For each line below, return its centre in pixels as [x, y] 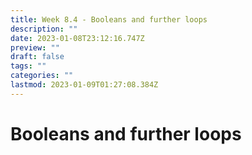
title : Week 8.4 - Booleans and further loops [109, 19]
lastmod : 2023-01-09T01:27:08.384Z [84, 85]
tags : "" [28, 66]
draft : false [37, 57]
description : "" [44, 29]
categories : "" [42, 76]
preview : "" [35, 47]
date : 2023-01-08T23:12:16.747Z [77, 38]
